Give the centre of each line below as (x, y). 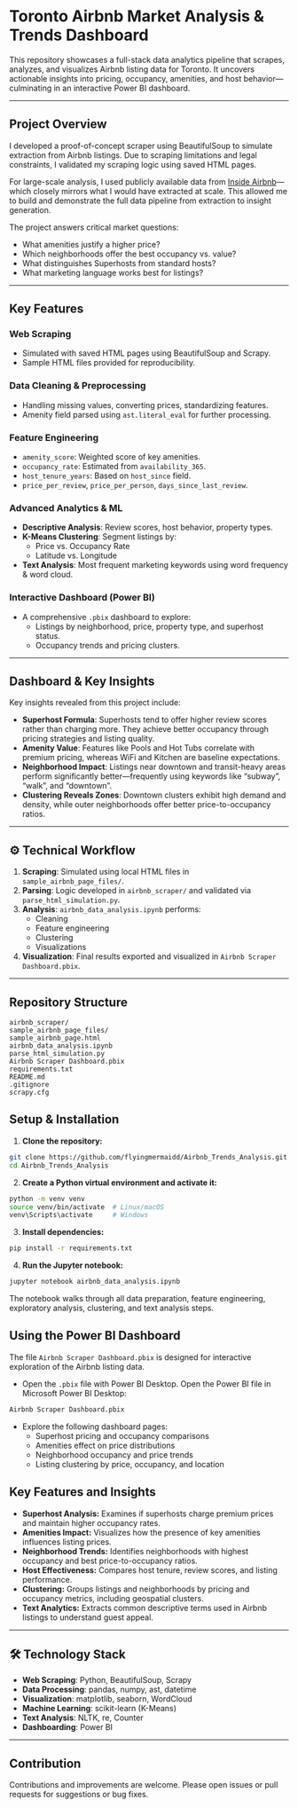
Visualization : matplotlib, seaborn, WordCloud (107, 1699)
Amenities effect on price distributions (105, 1445)
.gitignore (29, 1085)
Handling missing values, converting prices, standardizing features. (145, 405)
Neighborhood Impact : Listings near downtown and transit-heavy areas (154, 767)
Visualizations (61, 947)
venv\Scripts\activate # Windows (79, 1215)
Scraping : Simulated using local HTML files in (106, 872)
